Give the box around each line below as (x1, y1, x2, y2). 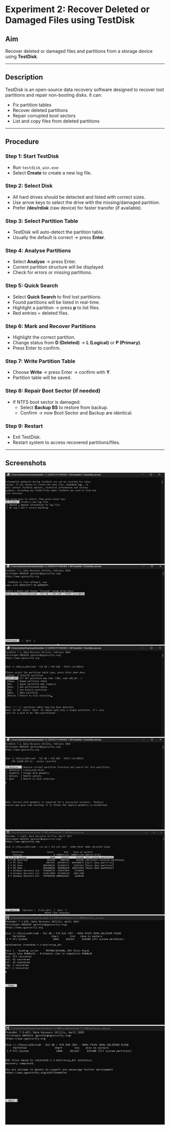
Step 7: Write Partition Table (5, 358, 76, 365)
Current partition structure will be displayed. (12, 264, 105, 270)
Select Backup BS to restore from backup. (20, 404, 109, 410)
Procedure (5, 137, 39, 146)
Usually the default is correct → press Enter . (12, 234, 105, 241)
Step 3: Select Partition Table (5, 217, 78, 224)
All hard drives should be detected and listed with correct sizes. (12, 194, 146, 200)
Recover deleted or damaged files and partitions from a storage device (5, 48, 153, 54)
